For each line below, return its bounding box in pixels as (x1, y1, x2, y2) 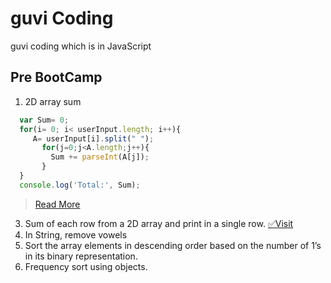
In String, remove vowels (24, 228, 128, 241)
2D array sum (24, 95, 82, 107)
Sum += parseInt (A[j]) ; (50, 152, 150, 162)
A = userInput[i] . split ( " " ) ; (32, 133, 155, 144)
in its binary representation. (24, 250, 138, 262)
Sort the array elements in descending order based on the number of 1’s (24, 239, 322, 251)
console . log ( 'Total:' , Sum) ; (19, 180, 141, 190)
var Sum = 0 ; (19, 115, 70, 125)
